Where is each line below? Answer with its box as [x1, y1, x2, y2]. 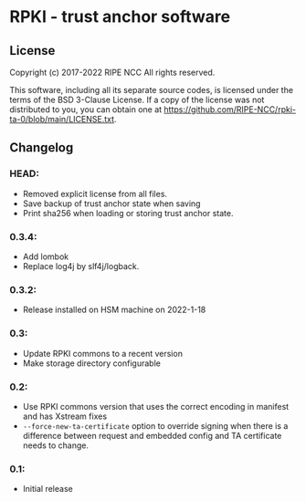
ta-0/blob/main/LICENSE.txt [9, 114, 115, 124]
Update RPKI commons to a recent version [22, 348, 183, 359]
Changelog [9, 140, 74, 156]
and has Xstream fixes [22, 411, 108, 422]
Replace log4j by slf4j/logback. [22, 260, 140, 271]
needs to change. [22, 440, 90, 451]
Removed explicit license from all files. [22, 188, 167, 199]
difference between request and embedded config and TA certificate [22, 430, 282, 441]
